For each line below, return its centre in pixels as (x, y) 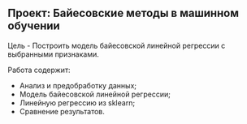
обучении (34, 26)
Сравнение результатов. (62, 111)
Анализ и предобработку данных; (78, 85)
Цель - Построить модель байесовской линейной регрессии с (117, 45)
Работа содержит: (39, 70)
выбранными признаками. (53, 54)
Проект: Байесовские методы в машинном (123, 13)
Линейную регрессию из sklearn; (77, 103)
